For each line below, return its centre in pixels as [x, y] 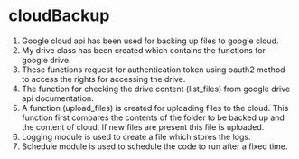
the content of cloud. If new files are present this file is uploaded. [143, 126]
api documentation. [57, 98]
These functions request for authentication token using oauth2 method [153, 70]
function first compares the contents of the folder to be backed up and [153, 117]
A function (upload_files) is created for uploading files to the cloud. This [155, 108]
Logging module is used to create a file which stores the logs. [136, 136]
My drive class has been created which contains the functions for [143, 50]
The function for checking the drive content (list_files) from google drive [156, 89]
